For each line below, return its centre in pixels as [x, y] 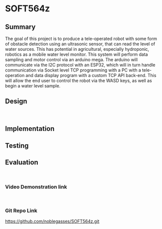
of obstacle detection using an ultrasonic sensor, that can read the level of [80, 44]
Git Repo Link [21, 210]
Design [16, 101]
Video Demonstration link [36, 187]
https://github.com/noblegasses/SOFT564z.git [52, 221]
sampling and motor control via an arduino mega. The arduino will [71, 59]
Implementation [30, 129]
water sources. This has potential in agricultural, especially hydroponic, [77, 49]
